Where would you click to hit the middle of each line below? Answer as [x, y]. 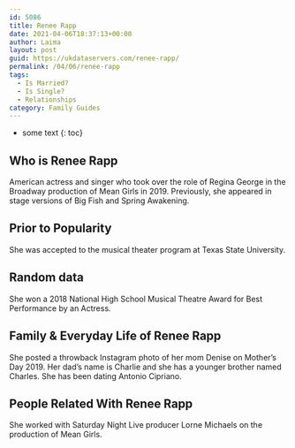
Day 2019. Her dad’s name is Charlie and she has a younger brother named [146, 367]
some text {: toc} [53, 133]
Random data [46, 278]
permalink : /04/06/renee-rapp [65, 67]
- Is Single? [41, 91]
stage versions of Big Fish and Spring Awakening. [99, 201]
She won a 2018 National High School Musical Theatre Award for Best [136, 299]
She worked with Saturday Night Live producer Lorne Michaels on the [136, 425]
